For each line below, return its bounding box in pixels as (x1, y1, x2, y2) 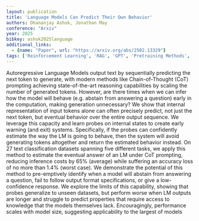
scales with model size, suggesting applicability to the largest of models (6, 208, 182, 215)
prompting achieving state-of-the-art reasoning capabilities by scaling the (6, 81, 188, 89)
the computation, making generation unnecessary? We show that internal (6, 100, 185, 108)
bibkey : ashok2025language (6, 36, 73, 42)
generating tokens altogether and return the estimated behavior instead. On (6, 138, 191, 146)
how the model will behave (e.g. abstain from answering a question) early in (6, 94, 192, 102)
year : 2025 (6, 31, 33, 37)
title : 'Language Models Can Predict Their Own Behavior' (6, 14, 153, 20)
